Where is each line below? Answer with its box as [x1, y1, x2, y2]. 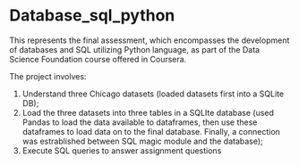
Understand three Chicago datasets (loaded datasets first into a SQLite [21, 88, 285, 99]
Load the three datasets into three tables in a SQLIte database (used [21, 107, 275, 118]
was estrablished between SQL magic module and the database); [21, 136, 264, 146]
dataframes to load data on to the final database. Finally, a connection [21, 126, 280, 136]
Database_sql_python [9, 5, 175, 26]
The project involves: [9, 70, 87, 81]
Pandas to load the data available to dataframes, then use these [21, 117, 258, 128]
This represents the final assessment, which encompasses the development [9, 35, 290, 45]
